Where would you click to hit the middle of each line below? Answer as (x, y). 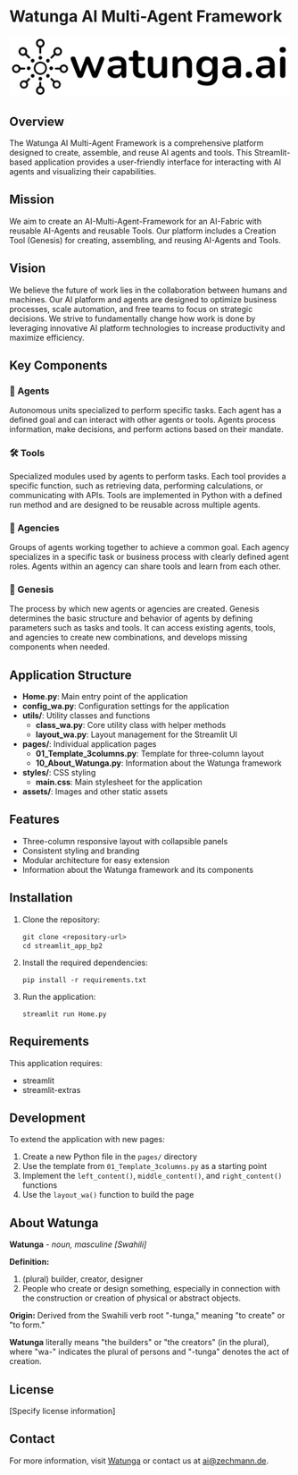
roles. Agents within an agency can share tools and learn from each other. (145, 566)
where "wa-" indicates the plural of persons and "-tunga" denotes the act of (149, 1352)
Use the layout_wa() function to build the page (108, 1195)
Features (34, 820)
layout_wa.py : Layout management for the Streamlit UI (137, 734)
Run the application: (59, 996)
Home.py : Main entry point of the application (105, 697)
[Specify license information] (62, 1411)
